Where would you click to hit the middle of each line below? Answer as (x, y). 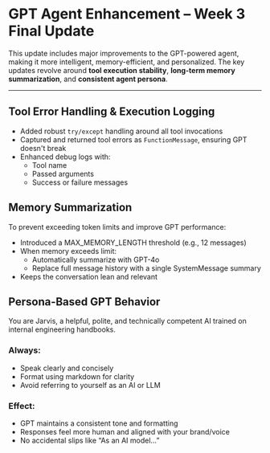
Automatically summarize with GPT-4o (96, 259)
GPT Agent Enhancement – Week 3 (127, 14)
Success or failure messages (80, 182)
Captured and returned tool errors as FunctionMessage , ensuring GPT (133, 139)
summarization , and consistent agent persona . (88, 79)
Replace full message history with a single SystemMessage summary (146, 268)
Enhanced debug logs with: (65, 157)
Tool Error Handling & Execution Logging (112, 112)
